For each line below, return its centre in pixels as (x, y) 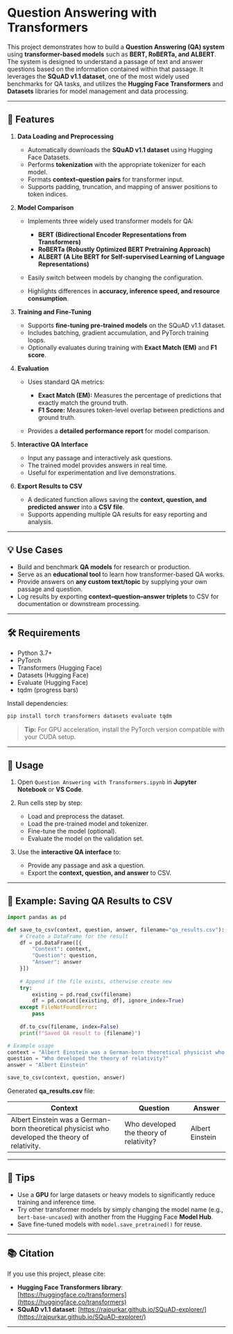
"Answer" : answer (57, 962)
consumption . (48, 298)
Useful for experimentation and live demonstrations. (102, 472)
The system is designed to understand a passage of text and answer (105, 61)
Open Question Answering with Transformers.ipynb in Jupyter (107, 782)
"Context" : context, (62, 949)
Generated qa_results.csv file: (51, 1091)
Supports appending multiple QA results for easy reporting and (117, 514)
